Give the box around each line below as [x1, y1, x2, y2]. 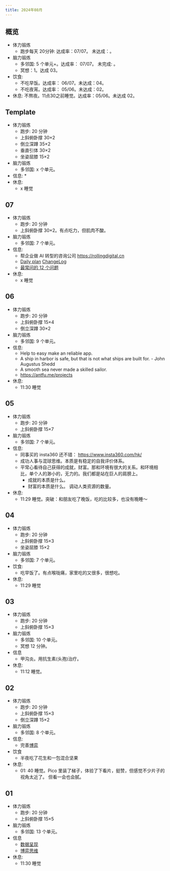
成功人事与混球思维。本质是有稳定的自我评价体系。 [20, 458, 127, 464]
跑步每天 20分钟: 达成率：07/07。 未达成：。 [20, 48, 114, 54]
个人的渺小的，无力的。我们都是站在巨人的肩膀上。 [33, 471, 141, 477]
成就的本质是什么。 [27, 477, 69, 483]
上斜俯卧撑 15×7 [20, 426, 54, 432]
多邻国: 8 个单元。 [20, 730, 58, 736]
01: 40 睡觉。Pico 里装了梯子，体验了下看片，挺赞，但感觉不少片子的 [20, 768, 165, 774]
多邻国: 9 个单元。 [20, 338, 58, 344]
